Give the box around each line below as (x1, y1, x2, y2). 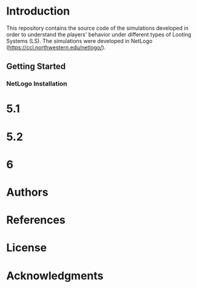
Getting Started (6, 61, 66, 72)
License (6, 241, 47, 255)
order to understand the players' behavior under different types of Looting (6, 30, 192, 38)
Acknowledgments (6, 269, 104, 283)
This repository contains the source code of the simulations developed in (6, 24, 189, 32)
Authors (6, 185, 48, 199)
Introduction (6, 4, 70, 18)
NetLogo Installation (6, 80, 68, 88)
